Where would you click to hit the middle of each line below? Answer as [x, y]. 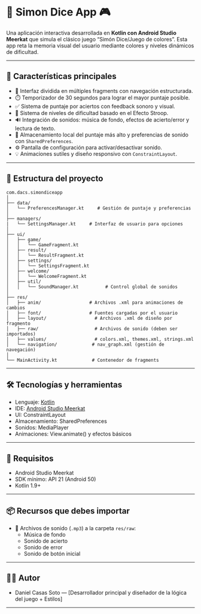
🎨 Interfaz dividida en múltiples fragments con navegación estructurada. [104, 90]
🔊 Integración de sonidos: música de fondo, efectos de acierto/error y [102, 120]
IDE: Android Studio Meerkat [50, 409]
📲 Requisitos [30, 459]
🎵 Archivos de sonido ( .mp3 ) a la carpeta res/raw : [75, 528]
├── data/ [19, 203]
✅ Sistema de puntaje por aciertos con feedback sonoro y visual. [95, 106]
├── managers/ [24, 219]
